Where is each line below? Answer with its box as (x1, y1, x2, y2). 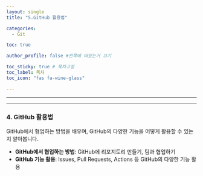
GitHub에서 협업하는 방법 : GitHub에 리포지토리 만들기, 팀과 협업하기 (14, 148, 176, 155)
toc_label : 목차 (6, 70, 45, 76)
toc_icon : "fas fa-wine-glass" (6, 75, 85, 81)
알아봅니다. (12, 135, 39, 142)
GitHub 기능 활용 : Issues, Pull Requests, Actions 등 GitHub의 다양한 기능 (14, 155, 190, 163)
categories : (6, 25, 36, 31)
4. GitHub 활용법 (6, 112, 53, 121)
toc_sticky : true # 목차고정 (6, 64, 74, 70)
